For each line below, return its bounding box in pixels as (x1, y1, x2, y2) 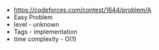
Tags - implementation (13, 27, 77, 36)
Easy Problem (13, 13, 53, 21)
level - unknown (13, 21, 60, 28)
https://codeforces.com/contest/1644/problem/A (13, 6, 152, 14)
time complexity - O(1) (13, 35, 77, 43)
